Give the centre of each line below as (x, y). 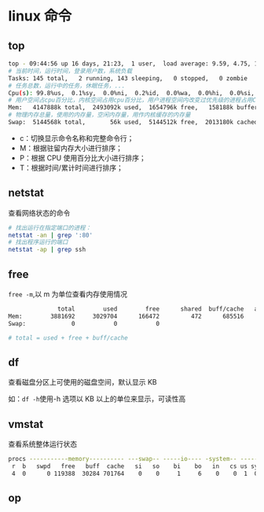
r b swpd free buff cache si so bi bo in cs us (129, 466)
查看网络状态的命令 (39, 212)
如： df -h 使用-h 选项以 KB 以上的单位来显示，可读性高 (97, 399)
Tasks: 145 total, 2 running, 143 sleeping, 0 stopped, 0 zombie (128, 78)
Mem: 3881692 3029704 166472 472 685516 (126, 316)
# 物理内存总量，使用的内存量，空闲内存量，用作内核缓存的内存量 (99, 115)
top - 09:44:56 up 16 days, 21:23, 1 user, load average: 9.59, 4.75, (130, 64)
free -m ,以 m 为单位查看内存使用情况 (68, 294)
